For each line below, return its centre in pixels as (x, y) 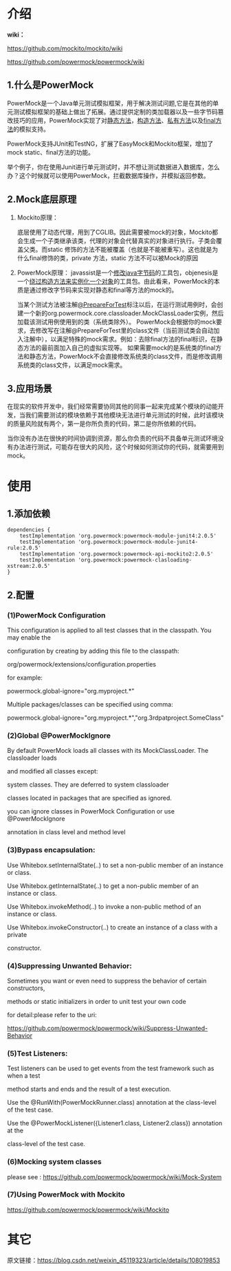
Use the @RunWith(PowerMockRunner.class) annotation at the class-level (112, 1103)
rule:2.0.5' (24, 548)
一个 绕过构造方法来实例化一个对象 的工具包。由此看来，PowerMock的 (115, 281)
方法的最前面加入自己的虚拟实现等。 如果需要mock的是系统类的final (119, 347)
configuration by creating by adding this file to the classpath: (93, 651)
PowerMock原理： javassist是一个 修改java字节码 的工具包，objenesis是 (118, 273)
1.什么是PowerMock (51, 85)
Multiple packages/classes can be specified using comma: (90, 705)
